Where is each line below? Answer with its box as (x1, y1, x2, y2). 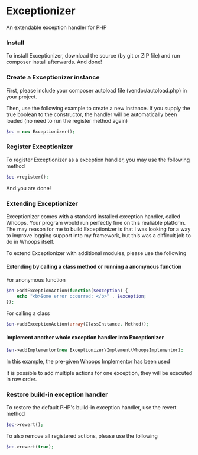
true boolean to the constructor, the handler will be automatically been (6, 111, 177, 118)
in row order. (6, 376, 37, 383)
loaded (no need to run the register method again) (6, 117, 128, 124)
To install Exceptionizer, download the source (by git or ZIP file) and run (6, 52, 180, 59)
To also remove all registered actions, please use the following (6, 432, 158, 440)
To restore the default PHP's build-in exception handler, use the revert (6, 403, 177, 411)
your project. (6, 93, 37, 100)
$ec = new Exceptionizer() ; (6, 129, 76, 135)
